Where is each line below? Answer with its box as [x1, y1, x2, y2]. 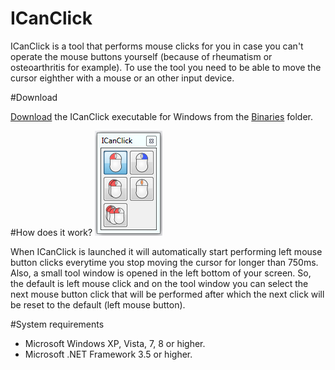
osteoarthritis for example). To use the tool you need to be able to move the [10, 61, 322, 73]
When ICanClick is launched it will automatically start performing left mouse [10, 245, 323, 257]
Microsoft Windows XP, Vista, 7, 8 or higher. [24, 337, 206, 349]
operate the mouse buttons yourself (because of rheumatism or [10, 50, 273, 62]
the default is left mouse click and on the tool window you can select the [10, 277, 309, 289]
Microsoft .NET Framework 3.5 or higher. [24, 348, 193, 360]
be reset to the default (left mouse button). [10, 298, 186, 311]
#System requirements [10, 318, 105, 330]
